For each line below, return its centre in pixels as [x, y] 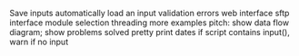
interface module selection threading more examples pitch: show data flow [149, 23]
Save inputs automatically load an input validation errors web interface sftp [149, 13]
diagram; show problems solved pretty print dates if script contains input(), [150, 32]
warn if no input [39, 42]
